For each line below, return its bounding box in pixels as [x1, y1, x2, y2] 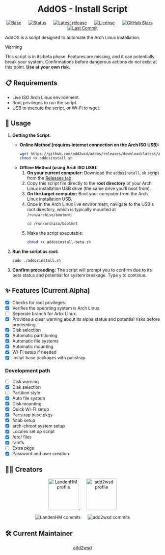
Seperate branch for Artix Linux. [12, 310, 78, 316]
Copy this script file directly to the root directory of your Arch [27, 181, 152, 186]
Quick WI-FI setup [12, 406, 49, 412]
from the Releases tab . [27, 175, 73, 181]
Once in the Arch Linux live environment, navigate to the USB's [27, 201, 154, 207]
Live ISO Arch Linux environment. [12, 94, 80, 100]
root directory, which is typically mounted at [27, 207, 116, 213]
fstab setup [12, 417, 36, 424]
